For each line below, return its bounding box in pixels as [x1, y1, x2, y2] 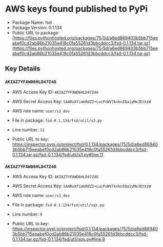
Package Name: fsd [12, 19, 52, 25]
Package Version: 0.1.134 [12, 24, 62, 30]
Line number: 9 [12, 211, 42, 217]
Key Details [5, 65, 41, 73]
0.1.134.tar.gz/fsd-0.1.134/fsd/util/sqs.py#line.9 [12, 236, 105, 242]
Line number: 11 [12, 126, 45, 132]
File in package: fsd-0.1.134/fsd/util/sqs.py [12, 202, 104, 208]
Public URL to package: [12, 30, 60, 35]
